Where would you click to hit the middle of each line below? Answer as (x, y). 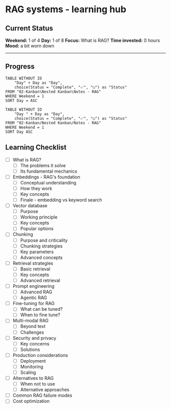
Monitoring (32, 366)
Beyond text (33, 326)
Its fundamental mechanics (49, 171)
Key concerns (35, 344)
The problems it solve (43, 165)
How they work (36, 188)
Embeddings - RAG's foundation (46, 177)
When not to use (37, 384)
